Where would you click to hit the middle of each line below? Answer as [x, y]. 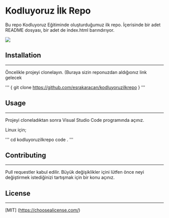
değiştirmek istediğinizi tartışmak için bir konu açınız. [60, 177]
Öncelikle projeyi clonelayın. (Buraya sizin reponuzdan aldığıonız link [76, 72]
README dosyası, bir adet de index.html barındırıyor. [60, 30]
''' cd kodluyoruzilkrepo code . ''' [39, 139]
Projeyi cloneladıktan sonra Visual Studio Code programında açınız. [75, 120]
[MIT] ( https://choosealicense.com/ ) [43, 210]
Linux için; [16, 130]
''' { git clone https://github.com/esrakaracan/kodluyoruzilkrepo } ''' [75, 87]
